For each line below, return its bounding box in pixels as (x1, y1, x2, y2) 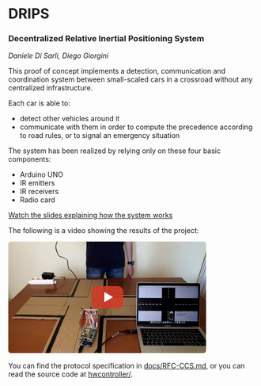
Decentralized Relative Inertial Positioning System (8, 33, 205, 44)
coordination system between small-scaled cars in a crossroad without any (8, 75, 253, 84)
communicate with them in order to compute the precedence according (19, 122, 253, 132)
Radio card (19, 195, 55, 204)
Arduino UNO (19, 170, 64, 179)
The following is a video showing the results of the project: (8, 226, 199, 235)
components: (8, 155, 51, 164)
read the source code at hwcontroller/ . (8, 369, 133, 379)
